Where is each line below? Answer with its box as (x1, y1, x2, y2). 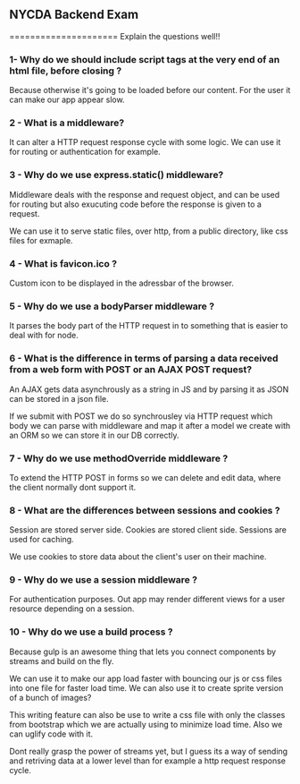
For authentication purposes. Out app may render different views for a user (9, 594, 286, 605)
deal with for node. (9, 330, 79, 341)
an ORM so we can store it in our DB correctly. (9, 430, 179, 440)
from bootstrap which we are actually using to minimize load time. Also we (9, 719, 283, 729)
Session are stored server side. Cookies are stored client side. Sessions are (9, 524, 287, 535)
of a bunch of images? (9, 692, 92, 703)
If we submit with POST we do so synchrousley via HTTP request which (9, 411, 273, 422)
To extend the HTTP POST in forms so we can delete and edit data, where (9, 472, 281, 482)
